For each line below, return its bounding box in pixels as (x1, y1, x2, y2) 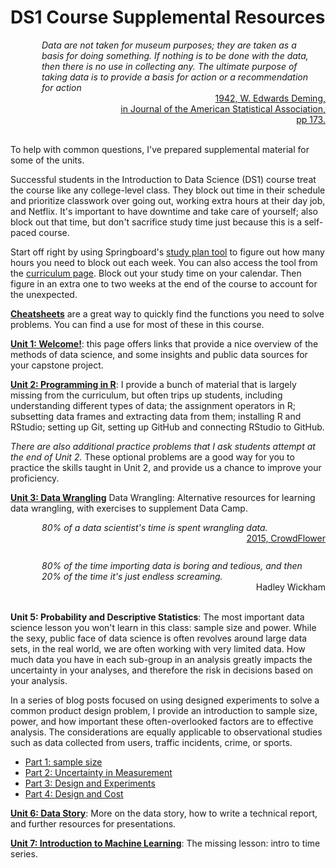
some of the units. (10, 154, 85, 166)
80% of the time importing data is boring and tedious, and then (41, 559, 303, 571)
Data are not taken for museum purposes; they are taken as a (41, 39, 297, 51)
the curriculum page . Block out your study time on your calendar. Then (10, 267, 302, 279)
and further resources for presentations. (10, 817, 177, 830)
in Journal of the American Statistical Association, (120, 102, 326, 115)
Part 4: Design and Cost (24, 787, 124, 800)
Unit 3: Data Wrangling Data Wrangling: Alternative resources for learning (10, 491, 316, 503)
